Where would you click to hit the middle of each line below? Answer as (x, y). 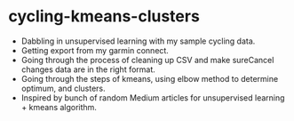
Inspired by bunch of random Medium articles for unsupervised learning (153, 97)
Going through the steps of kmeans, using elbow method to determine (150, 78)
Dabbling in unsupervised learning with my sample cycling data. (138, 41)
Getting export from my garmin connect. (95, 50)
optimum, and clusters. (63, 88)
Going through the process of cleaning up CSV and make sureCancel (147, 60)
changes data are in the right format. (88, 69)
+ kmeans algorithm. (59, 107)
